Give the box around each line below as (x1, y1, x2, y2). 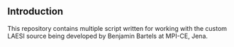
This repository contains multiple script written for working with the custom (7, 24, 228, 32)
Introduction (7, 6, 64, 18)
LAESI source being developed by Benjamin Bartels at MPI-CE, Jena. (7, 32, 208, 40)
